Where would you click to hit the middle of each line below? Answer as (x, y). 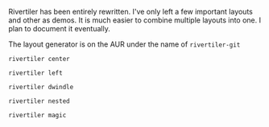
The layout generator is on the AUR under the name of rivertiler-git (124, 44)
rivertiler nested (39, 101)
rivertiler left (35, 73)
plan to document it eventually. (59, 29)
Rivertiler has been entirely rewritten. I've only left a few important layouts (131, 12)
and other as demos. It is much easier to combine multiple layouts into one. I (135, 20)
